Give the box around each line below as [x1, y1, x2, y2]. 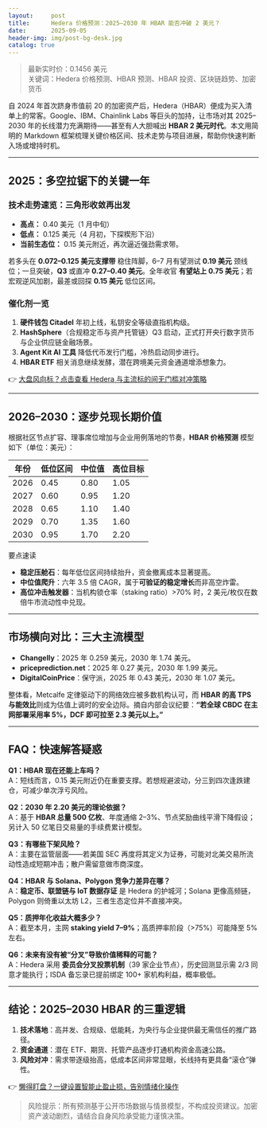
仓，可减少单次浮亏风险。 [8, 785, 92, 795]
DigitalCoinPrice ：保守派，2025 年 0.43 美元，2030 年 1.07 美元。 [19, 672, 240, 682]
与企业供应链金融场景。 [19, 338, 97, 347]
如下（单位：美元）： [8, 442, 75, 452]
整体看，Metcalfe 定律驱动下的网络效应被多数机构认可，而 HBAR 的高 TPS [8, 690, 252, 699]
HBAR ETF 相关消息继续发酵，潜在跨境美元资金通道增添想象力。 [19, 358, 230, 367]
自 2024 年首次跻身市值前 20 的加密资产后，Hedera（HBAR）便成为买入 [8, 101, 246, 111]
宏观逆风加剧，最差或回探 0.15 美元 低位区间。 [8, 276, 161, 285]
